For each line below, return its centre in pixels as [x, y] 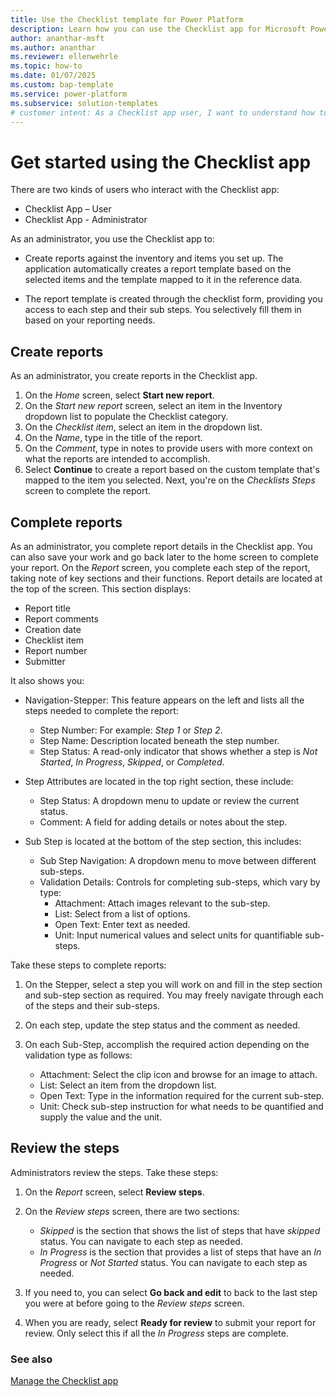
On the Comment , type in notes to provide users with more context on [168, 448]
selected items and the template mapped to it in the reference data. [163, 280]
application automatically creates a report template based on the [158, 269]
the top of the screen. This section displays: [101, 588]
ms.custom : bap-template [62, 85]
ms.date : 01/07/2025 [53, 76]
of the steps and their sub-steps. [92, 1005]
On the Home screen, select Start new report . [119, 395]
